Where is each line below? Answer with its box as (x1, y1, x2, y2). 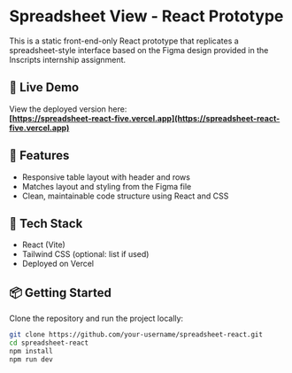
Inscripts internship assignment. (9, 54, 127, 65)
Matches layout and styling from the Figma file (21, 181, 192, 191)
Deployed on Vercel (21, 259, 95, 269)
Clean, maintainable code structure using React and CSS (21, 190, 229, 201)
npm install (9, 346, 53, 355)
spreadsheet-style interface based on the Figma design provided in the (9, 44, 269, 55)
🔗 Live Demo (9, 80, 80, 95)
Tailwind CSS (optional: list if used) (21, 249, 150, 260)
